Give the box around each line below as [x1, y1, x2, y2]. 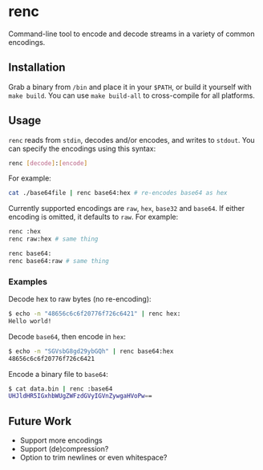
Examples [8, 276, 48, 287]
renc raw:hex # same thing [8, 235, 99, 243]
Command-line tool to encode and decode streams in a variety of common [8, 29, 255, 38]
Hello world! [8, 317, 52, 325]
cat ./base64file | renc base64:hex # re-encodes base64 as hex [8, 189, 228, 197]
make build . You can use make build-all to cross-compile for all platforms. [8, 91, 255, 100]
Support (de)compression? [19, 444, 109, 454]
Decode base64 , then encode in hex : [8, 331, 127, 341]
